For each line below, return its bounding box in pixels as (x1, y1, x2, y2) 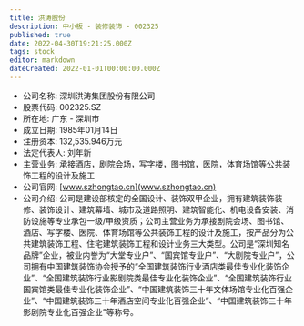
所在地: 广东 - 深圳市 (22, 113, 100, 124)
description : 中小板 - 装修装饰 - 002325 (9, 22, 159, 31)
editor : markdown (9, 56, 76, 65)
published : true (9, 30, 71, 39)
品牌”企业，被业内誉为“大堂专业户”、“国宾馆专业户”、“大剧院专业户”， (22, 250, 287, 260)
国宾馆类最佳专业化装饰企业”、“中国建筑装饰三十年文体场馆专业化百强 (22, 283, 286, 294)
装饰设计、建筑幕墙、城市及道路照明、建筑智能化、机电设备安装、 (38, 204, 287, 215)
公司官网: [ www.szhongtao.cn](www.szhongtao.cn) (22, 181, 217, 192)
